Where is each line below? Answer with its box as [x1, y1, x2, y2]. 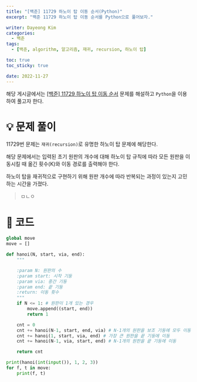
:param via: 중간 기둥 [16, 279, 67, 284]
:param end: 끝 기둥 [16, 284, 63, 290]
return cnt [16, 349, 43, 355]
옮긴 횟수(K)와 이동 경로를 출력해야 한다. [28, 160, 120, 167]
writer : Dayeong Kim [6, 25, 57, 31]
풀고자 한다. [16, 98, 44, 105]
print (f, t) [16, 370, 46, 376]
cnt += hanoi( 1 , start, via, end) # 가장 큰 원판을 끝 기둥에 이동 [16, 333, 170, 339]
